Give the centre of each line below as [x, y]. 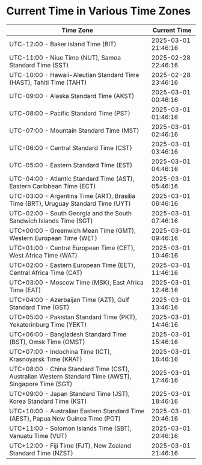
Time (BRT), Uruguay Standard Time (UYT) [70, 203]
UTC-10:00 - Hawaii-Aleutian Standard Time [74, 75]
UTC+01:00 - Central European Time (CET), [72, 248]
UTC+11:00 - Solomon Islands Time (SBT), [71, 428]
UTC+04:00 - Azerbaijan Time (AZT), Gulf [69, 300]
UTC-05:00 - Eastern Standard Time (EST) [71, 165]
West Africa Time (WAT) [44, 255]
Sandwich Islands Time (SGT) [51, 221]
